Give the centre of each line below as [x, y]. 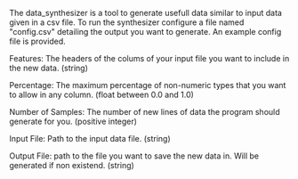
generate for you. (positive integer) [73, 121]
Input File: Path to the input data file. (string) [90, 138]
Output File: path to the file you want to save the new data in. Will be [134, 156]
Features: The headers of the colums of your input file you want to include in [149, 58]
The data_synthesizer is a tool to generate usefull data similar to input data [146, 13]
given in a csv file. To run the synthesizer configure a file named [127, 22]
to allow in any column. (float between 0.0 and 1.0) [101, 94]
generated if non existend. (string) [72, 165]
